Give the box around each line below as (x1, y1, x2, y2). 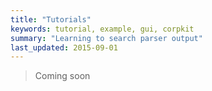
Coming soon (34, 70, 91, 82)
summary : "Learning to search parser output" (10, 33, 203, 43)
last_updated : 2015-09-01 (10, 42, 118, 53)
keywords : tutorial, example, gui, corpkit (10, 24, 195, 34)
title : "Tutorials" (10, 14, 92, 25)
